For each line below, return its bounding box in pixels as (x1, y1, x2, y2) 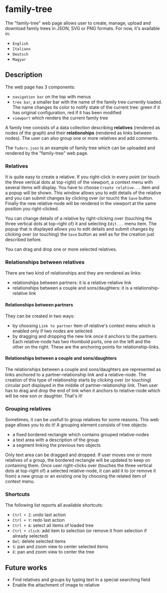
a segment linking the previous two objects (12, 442, 101, 448)
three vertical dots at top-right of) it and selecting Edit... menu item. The (5, 221, 157, 227)
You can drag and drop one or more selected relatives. (5, 246, 117, 253)
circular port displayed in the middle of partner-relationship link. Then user (5, 382, 159, 388)
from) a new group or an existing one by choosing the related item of (5, 473, 147, 479)
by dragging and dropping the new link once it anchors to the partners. (12, 333, 158, 339)
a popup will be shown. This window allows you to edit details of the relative (5, 190, 162, 196)
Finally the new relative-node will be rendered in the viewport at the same (5, 201, 157, 207)
